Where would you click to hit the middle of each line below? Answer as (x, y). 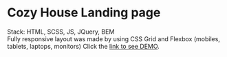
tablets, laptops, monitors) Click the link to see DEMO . (83, 46)
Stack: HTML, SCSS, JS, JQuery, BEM (61, 32)
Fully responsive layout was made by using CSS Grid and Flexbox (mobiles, (113, 38)
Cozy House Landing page (84, 13)
